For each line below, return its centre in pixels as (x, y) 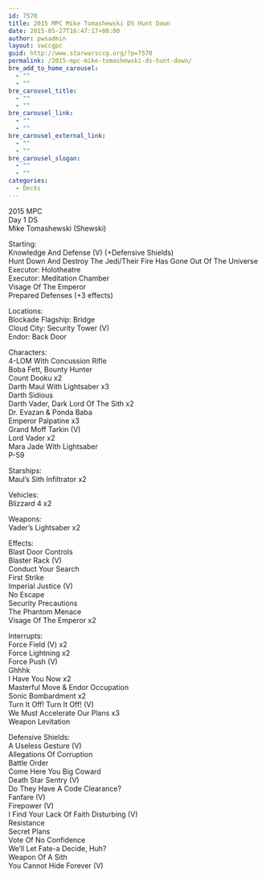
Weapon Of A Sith (38, 857)
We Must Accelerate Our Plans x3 (64, 713)
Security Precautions (43, 603)
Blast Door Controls (41, 551)
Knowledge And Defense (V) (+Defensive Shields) (91, 252)
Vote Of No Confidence (47, 840)
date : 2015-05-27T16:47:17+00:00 (64, 31)
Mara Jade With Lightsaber (53, 446)
